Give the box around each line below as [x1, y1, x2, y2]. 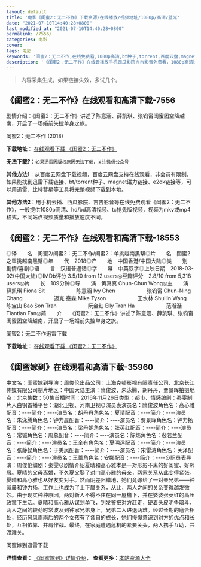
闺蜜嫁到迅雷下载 [6, 541, 48, 548]
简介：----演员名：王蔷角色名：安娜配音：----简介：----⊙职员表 [26, 454, 187, 461]
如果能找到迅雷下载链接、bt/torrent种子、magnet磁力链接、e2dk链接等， [6, 178, 187, 186]
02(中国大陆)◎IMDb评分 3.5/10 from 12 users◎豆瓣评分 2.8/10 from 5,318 [6, 272, 191, 279]
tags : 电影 [6, 48, 32, 54]
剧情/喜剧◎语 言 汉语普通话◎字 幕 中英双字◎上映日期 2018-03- [6, 265, 194, 272]
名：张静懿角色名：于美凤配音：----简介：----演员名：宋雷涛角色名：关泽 [6, 446, 188, 453]
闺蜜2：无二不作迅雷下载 [6, 330, 68, 337]
